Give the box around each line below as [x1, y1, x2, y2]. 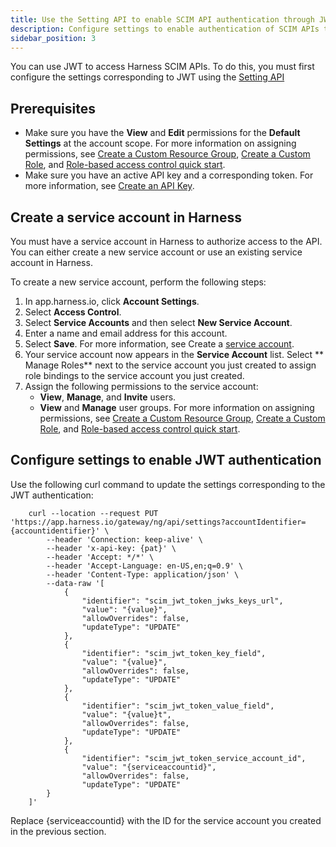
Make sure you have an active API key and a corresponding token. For [24, 169, 314, 181]
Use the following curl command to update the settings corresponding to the [10, 478, 326, 490]
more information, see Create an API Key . [24, 180, 195, 192]
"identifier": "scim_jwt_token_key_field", [81, 648, 267, 658]
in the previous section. [10, 825, 107, 837]
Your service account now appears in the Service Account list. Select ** [24, 349, 325, 360]
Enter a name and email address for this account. [24, 327, 228, 339]
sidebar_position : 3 [10, 33, 97, 43]
